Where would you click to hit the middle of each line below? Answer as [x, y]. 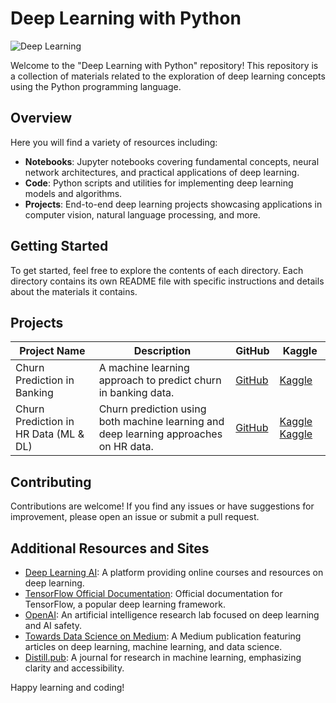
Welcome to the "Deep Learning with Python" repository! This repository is [164, 65]
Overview [41, 118]
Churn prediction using [152, 409]
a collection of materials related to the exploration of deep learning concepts [168, 76]
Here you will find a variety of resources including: [114, 142]
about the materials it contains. [74, 291]
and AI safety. [53, 625]
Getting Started [59, 246]
